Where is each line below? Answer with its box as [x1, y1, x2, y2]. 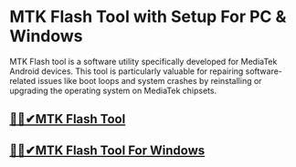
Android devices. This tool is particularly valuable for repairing [9, 66, 244, 77]
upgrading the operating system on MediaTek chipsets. [9, 85, 217, 96]
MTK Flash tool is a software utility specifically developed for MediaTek [9, 56, 278, 67]
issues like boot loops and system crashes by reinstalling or [37, 75, 262, 86]
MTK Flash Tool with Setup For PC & [9, 6, 287, 27]
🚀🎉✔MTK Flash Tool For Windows [9, 142, 206, 158]
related [9, 75, 37, 86]
